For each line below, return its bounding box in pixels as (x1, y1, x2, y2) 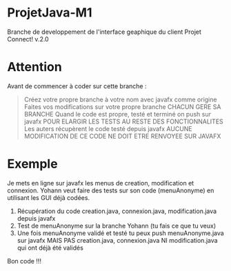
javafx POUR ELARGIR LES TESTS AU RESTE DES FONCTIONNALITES (23, 117, 224, 126)
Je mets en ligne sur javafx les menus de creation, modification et (7, 179, 194, 187)
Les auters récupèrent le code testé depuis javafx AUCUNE (23, 124, 193, 132)
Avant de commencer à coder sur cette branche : (7, 81, 147, 90)
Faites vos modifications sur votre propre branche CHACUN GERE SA (23, 102, 221, 111)
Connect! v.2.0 (7, 34, 50, 43)
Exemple (7, 157, 58, 172)
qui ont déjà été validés (17, 243, 84, 252)
